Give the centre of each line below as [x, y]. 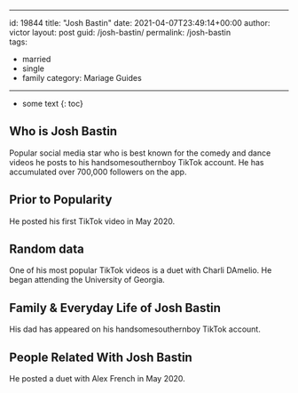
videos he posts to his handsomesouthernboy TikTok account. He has [137, 162]
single [33, 68]
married [36, 59]
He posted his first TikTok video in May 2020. [92, 221]
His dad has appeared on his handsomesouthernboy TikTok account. [135, 329]
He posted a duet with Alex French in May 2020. [98, 379]
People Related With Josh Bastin [101, 357]
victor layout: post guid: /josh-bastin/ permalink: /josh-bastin [120, 32]
